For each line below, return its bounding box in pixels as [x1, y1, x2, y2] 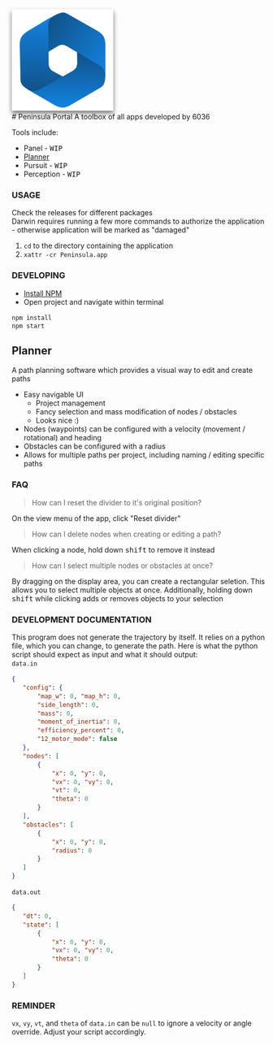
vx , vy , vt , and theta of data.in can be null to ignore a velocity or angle [11, 1018, 253, 1028]
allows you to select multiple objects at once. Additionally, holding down [11, 585, 253, 595]
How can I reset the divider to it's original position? [31, 497, 202, 507]
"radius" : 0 [51, 846, 93, 855]
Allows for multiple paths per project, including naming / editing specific [23, 450, 265, 460]
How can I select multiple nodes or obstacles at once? [31, 561, 213, 570]
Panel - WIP [23, 143, 63, 153]
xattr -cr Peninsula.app [23, 251, 108, 259]
